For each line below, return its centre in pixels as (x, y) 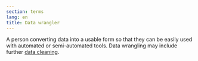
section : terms (25, 12)
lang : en (17, 17)
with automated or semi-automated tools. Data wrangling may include (92, 46)
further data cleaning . (33, 52)
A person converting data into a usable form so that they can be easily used (99, 40)
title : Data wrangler (33, 23)
